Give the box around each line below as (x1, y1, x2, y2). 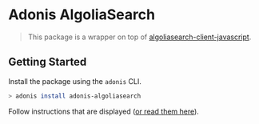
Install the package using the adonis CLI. (8, 76, 142, 86)
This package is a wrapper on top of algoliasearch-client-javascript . (27, 32, 252, 42)
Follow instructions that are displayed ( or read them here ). (8, 106, 200, 116)
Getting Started (8, 55, 87, 69)
